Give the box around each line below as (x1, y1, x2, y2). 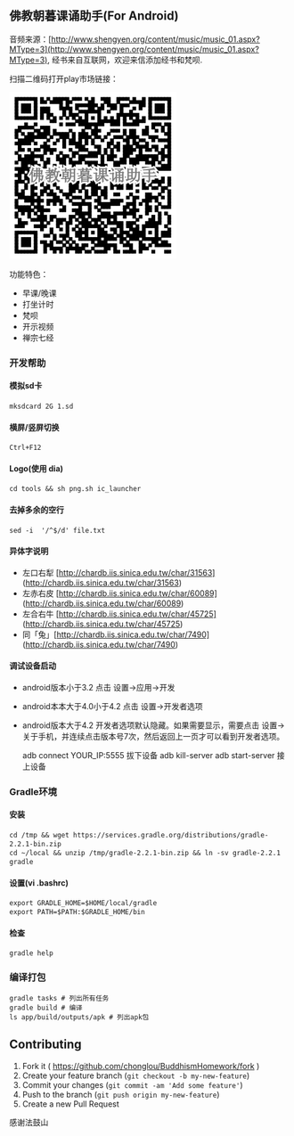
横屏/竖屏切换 (9, 421, 60, 432)
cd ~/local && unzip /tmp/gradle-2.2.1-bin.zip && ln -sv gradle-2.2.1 (9, 849, 281, 858)
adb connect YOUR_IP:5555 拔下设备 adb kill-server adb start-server (21, 749, 275, 760)
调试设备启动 (9, 660, 56, 671)
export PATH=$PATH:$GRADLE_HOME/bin (9, 908, 145, 917)
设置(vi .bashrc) (9, 877, 69, 888)
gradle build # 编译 (9, 1003, 83, 1012)
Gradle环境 (9, 785, 58, 797)
